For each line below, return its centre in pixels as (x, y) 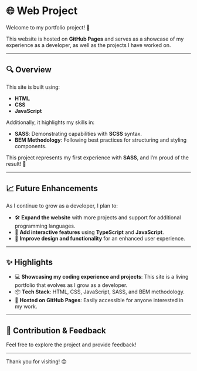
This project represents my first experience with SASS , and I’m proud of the (98, 158)
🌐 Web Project (42, 11)
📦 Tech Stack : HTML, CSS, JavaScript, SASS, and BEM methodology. (99, 292)
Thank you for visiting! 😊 (37, 362)
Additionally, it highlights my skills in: (50, 122)
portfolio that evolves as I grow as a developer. (71, 285)
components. (30, 146)
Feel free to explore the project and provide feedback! (71, 345)
